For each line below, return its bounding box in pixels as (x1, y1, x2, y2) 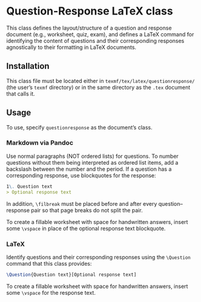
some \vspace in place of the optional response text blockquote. (6, 225, 166, 232)
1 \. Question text (6, 183, 53, 189)
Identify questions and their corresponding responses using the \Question (6, 253, 191, 261)
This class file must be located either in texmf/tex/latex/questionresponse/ (6, 77, 195, 84)
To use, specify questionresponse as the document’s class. (6, 123, 153, 131)
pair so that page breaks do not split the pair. (31, 206, 143, 214)
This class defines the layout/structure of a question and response (6, 24, 172, 31)
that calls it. (6, 90, 35, 97)
